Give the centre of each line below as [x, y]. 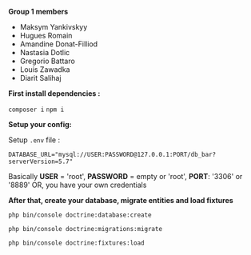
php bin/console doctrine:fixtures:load [77, 243]
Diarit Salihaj [40, 78]
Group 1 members [38, 12]
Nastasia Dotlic [45, 52]
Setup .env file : [34, 140]
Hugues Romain [46, 36]
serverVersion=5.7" [41, 161]
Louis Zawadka [45, 70]
